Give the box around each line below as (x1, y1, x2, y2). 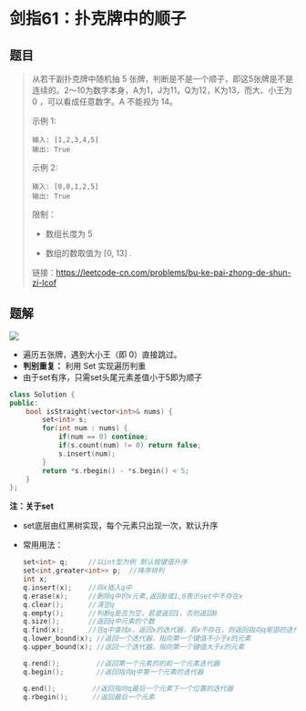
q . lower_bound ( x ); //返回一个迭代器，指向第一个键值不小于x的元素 (22, 634, 251, 644)
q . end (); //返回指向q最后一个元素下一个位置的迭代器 (22, 684, 234, 693)
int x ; (22, 575, 48, 584)
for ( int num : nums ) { (42, 424, 128, 433)
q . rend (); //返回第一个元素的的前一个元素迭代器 (22, 658, 220, 668)
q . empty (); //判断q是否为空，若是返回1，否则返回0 (22, 608, 218, 618)
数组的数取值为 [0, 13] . (45, 248, 132, 258)
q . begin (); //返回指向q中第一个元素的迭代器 (22, 667, 204, 676)
